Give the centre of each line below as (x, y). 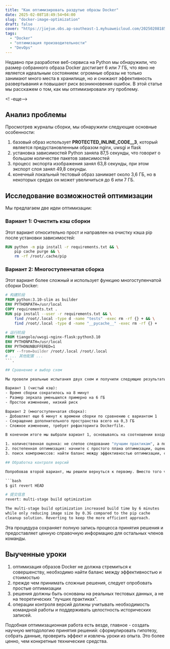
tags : (11, 33)
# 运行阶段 (15, 333)
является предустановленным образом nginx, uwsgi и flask (77, 148)
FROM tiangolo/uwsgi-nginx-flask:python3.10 (53, 337)
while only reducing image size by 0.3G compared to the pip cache (78, 513)
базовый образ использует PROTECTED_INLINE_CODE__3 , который (85, 142)
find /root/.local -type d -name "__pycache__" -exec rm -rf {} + (86, 323)
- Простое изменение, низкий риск (42, 403)
